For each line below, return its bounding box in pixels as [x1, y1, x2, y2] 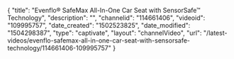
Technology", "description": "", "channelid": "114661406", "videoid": [7, 14, 206, 22]
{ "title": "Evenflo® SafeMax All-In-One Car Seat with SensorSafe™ [7, 6, 201, 14]
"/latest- [203, 28, 228, 37]
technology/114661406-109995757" [7, 44, 111, 52]
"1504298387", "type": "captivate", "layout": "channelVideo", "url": [7, 28, 202, 37]
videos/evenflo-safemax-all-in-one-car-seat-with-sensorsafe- [7, 36, 190, 45]
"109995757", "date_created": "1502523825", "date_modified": [7, 21, 191, 29]
